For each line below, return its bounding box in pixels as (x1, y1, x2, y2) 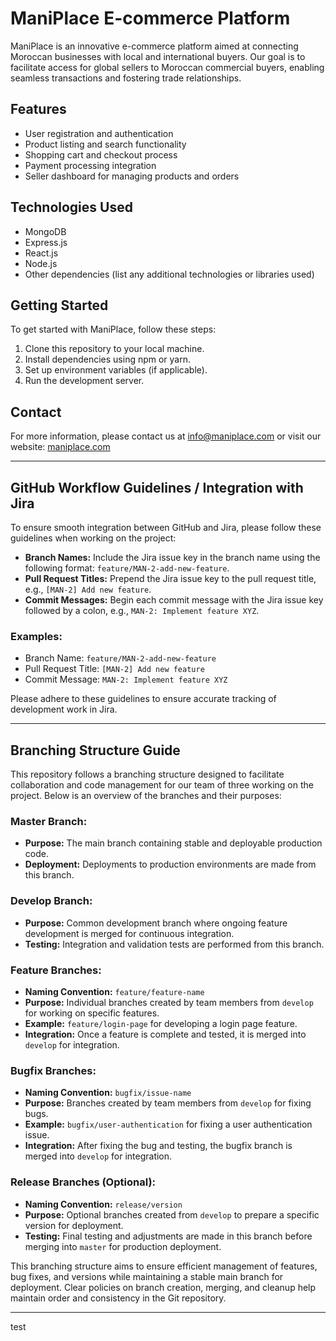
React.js (24, 247, 59, 259)
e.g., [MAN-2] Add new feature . (24, 583, 152, 595)
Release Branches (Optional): (10, 1175, 157, 1189)
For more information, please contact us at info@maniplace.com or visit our (10, 430, 322, 442)
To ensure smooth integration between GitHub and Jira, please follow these (10, 522, 322, 533)
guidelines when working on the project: (10, 532, 177, 544)
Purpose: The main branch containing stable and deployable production (24, 837, 323, 849)
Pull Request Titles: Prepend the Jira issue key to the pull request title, (24, 573, 317, 584)
